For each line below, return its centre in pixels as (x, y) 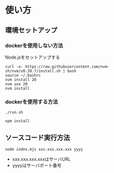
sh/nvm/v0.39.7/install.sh (33, 71)
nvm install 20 (21, 80)
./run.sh (14, 112)
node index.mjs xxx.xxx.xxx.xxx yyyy (44, 149)
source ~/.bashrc (23, 75)
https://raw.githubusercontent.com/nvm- (67, 67)
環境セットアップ (31, 30)
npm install (17, 121)
